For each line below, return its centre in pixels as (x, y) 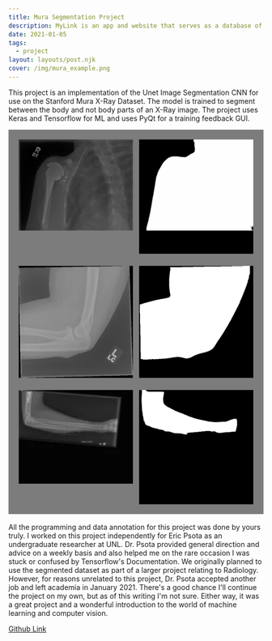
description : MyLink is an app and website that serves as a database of (136, 26)
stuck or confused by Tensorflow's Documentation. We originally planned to (135, 561)
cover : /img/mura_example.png (59, 69)
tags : (17, 43)
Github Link (28, 629)
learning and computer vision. (58, 613)
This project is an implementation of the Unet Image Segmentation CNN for (134, 92)
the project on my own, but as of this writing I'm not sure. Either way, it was (134, 596)
